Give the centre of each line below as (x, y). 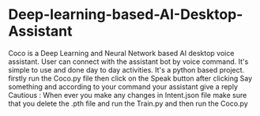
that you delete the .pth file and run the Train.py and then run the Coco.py (128, 103)
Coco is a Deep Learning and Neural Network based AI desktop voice (121, 53)
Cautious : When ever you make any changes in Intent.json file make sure (128, 95)
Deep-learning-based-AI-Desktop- (126, 15)
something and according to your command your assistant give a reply (123, 86)
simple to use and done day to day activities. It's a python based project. (126, 69)
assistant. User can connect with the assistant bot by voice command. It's (128, 62)
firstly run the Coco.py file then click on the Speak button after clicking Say (130, 78)
